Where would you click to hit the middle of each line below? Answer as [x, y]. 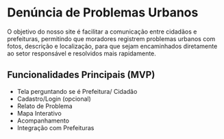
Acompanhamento [43, 121]
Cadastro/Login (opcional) [54, 99]
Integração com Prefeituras [55, 127]
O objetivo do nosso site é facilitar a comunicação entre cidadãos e [102, 31]
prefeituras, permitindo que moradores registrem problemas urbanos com [111, 38]
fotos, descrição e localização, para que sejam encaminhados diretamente [112, 46]
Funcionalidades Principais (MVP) [81, 75]
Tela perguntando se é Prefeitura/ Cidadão [77, 91]
